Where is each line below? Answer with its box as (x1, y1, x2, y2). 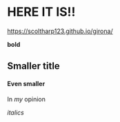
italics (7, 108, 24, 116)
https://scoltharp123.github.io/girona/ (7, 27, 113, 35)
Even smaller (7, 79, 46, 88)
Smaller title (7, 60, 60, 72)
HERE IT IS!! (7, 4, 76, 20)
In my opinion (7, 94, 46, 103)
